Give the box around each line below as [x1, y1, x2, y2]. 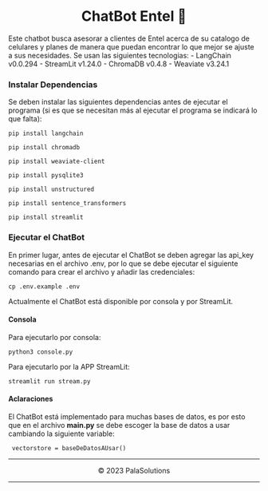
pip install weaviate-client [8, 157, 105, 166]
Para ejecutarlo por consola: [8, 332, 101, 342]
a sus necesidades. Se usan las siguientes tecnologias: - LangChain [8, 50, 231, 60]
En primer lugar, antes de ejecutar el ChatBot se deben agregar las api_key [8, 250, 254, 259]
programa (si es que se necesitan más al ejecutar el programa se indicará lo [8, 105, 258, 115]
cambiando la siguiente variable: [8, 429, 115, 438]
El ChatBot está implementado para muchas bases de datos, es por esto [8, 411, 246, 422]
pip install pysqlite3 [8, 172, 84, 180]
